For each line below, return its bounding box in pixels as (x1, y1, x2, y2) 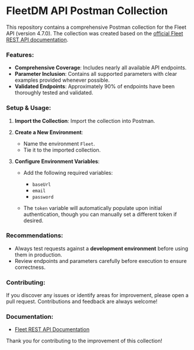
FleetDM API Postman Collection (6, 4, 168, 18)
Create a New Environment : (14, 128, 83, 136)
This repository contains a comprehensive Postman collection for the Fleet (6, 24, 187, 31)
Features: (6, 51, 34, 59)
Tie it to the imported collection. (23, 146, 101, 154)
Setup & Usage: (6, 104, 51, 112)
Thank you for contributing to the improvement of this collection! (6, 337, 163, 345)
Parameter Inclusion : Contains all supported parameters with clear (14, 71, 178, 78)
